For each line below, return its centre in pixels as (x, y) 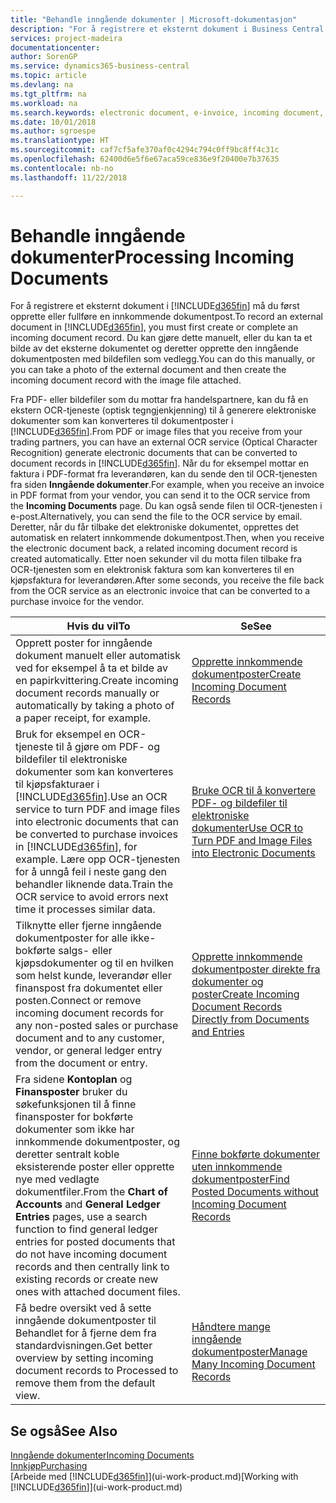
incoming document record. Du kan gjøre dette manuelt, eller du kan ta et (161, 338)
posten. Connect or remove (78, 1001)
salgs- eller (85, 951)
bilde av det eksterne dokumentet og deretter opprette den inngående (154, 348)
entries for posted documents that (95, 1242)
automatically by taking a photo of (95, 706)
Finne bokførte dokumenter (256, 1154)
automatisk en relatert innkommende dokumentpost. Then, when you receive (167, 538)
